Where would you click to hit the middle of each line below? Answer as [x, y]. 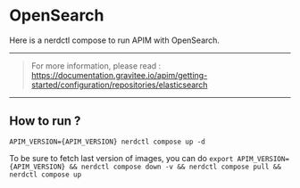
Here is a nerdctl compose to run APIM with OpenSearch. [115, 40]
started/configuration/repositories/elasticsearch [119, 85]
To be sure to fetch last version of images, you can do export [121, 158]
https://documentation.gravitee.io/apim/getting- [119, 75]
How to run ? [45, 121]
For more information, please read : [96, 65]
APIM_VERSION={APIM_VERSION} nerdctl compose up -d [107, 142]
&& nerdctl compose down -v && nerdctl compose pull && [175, 167]
